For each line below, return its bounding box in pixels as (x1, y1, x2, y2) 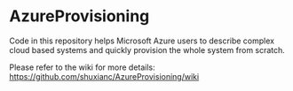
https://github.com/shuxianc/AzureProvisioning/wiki (9, 71, 200, 81)
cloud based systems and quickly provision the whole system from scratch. (9, 44, 286, 55)
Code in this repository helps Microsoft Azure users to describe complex (9, 35, 275, 46)
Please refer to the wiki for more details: (9, 62, 155, 72)
